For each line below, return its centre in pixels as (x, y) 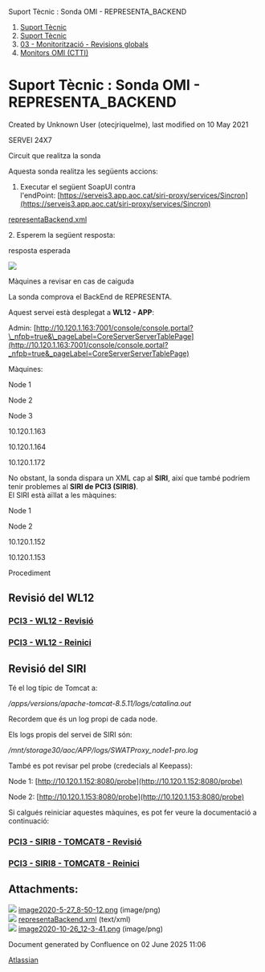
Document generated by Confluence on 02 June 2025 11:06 (107, 944)
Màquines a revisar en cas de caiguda (71, 281)
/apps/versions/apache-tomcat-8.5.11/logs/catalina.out (100, 703)
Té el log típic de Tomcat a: (53, 688)
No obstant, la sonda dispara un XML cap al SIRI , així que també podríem (129, 478)
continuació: (29, 821)
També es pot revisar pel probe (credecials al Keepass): (100, 766)
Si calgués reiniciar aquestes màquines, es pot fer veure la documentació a (132, 812)
